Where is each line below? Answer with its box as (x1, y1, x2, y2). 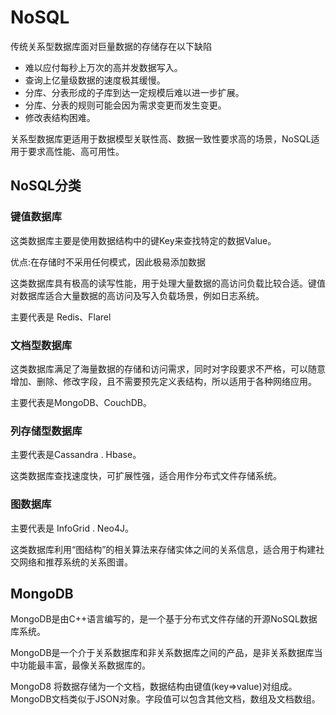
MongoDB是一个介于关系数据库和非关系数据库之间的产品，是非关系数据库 (10, 647, 315, 659)
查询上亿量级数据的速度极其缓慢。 (24, 74, 166, 86)
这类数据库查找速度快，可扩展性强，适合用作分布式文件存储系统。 (10, 470, 282, 482)
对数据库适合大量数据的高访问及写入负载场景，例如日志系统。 (10, 289, 265, 301)
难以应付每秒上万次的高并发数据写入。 (24, 61, 183, 73)
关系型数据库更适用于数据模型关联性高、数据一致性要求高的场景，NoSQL (10, 132, 312, 145)
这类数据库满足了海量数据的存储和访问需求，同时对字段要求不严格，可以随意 (10, 362, 326, 375)
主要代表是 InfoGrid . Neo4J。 (10, 522, 134, 534)
